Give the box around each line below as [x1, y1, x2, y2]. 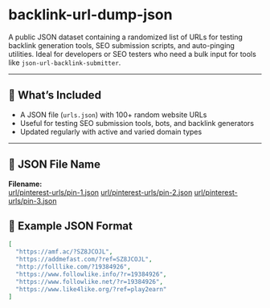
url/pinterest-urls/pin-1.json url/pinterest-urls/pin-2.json [8, 187, 193, 197]
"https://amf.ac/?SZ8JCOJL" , [15, 248, 113, 256]
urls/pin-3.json [8, 196, 57, 205]
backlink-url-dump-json [8, 6, 173, 24]
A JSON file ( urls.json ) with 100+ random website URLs [19, 110, 207, 120]
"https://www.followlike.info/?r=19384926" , [15, 270, 167, 278]
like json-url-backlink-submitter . [8, 58, 121, 67]
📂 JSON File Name [8, 158, 101, 172]
